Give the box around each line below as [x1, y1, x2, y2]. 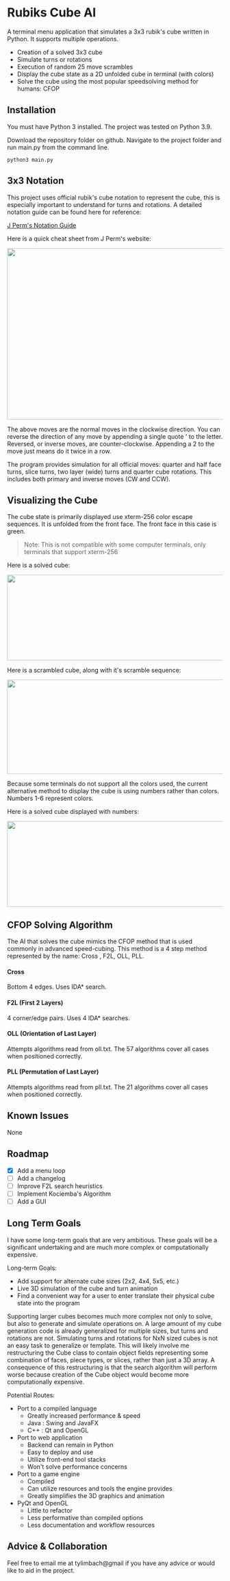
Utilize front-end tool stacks [27, 1455, 106, 1463]
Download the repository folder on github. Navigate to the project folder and [7, 136, 222, 144]
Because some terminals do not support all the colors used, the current [7, 780, 208, 788]
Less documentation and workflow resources [27, 1521, 155, 1529]
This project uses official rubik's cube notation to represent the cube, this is [7, 193, 220, 202]
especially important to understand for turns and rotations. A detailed [7, 200, 202, 208]
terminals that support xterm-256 [23, 548, 118, 556]
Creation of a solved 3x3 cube [16, 48, 103, 56]
